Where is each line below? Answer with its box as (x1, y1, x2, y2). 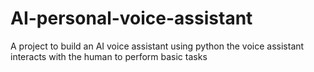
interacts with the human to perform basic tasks (10, 50, 208, 62)
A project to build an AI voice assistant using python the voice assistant (10, 40, 305, 52)
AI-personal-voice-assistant (10, 7, 253, 30)
